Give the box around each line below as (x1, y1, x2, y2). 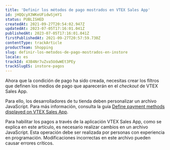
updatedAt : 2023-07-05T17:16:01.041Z (5, 26, 85, 31)
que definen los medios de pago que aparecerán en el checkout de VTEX (5, 83, 158, 89)
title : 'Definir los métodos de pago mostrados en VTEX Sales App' (5, 7, 151, 13)
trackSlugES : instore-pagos (5, 64, 65, 69)
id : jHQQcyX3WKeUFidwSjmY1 (5, 12, 62, 17)
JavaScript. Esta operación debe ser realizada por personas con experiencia (5, 129, 165, 135)
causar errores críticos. (5, 140, 54, 146)
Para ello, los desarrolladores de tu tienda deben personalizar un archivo (5, 98, 157, 104)
